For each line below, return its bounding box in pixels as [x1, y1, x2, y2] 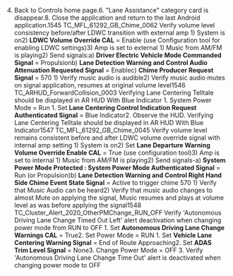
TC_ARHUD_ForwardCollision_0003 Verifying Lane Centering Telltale [13, 88, 214, 97]
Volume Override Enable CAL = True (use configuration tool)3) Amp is [13, 148, 220, 157]
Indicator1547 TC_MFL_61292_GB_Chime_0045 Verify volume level [13, 126, 208, 134]
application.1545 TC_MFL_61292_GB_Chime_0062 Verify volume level [13, 21, 215, 29]
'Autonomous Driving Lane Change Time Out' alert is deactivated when [13, 253, 221, 262]
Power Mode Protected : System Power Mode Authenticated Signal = [13, 164, 221, 172]
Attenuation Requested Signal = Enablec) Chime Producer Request [13, 66, 214, 74]
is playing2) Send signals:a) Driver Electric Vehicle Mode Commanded [13, 51, 222, 59]
